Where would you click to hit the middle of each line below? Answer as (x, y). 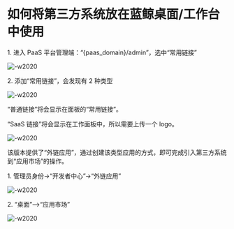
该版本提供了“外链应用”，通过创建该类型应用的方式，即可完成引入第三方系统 (117, 152)
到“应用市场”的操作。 (38, 161)
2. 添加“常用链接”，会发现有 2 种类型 (60, 80)
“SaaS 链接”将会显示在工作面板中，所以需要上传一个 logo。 (93, 124)
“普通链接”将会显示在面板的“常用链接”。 (65, 109)
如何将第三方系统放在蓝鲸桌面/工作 (108, 14)
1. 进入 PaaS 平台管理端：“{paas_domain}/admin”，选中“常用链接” (102, 52)
